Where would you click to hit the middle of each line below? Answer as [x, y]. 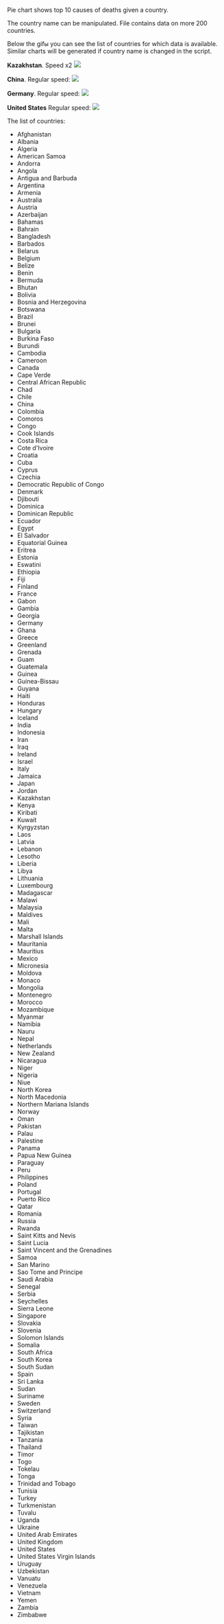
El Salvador [33, 535]
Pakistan [29, 1126]
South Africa [35, 1352]
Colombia [30, 411]
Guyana [28, 688]
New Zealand [36, 1053]
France [27, 594]
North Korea [34, 1090]
